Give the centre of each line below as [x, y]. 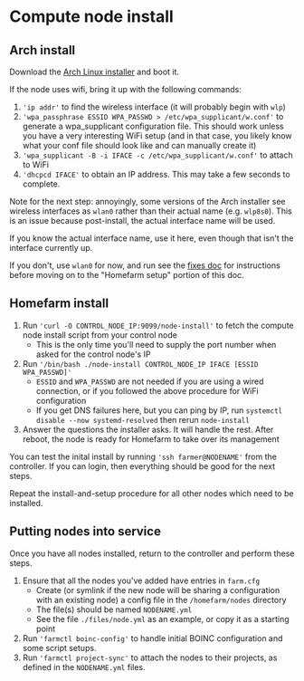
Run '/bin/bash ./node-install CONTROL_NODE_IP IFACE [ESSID [140, 363]
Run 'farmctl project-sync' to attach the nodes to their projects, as [150, 657]
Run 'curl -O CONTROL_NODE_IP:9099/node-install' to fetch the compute [158, 325]
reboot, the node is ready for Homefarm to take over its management [151, 439]
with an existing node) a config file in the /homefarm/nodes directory [161, 599]
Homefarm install [59, 304]
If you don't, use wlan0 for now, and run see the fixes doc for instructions [145, 265]
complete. [41, 184]
